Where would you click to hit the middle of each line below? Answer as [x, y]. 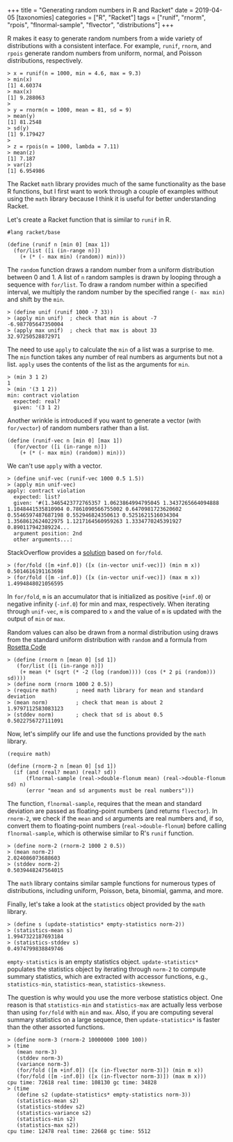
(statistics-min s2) [46, 1119]
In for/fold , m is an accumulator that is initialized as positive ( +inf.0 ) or [109, 596]
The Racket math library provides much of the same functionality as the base [116, 184]
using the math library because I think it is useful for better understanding [112, 199]
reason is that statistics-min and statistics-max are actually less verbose [115, 1005]
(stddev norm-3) [40, 1058]
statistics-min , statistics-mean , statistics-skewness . [86, 984]
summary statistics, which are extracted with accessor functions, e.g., [108, 976]
